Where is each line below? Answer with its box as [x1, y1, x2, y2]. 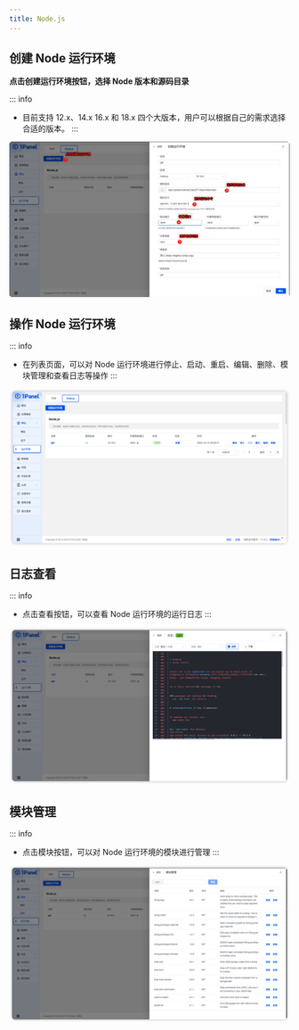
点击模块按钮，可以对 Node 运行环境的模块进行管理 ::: [21, 846, 220, 857]
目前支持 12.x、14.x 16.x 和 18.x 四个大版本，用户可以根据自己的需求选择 [21, 112, 287, 123]
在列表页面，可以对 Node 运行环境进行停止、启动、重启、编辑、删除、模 [21, 359, 289, 370]
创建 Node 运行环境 [9, 51, 116, 66]
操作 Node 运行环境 [9, 317, 116, 332]
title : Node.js [9, 14, 66, 23]
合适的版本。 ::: [21, 123, 78, 134]
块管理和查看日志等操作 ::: [21, 370, 117, 381]
